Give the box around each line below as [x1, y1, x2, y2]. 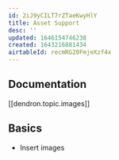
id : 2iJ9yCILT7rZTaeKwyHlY [8, 11, 98, 20]
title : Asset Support [8, 19, 80, 27]
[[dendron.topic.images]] [8, 98, 90, 108]
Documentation [8, 78, 87, 91]
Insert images [19, 143, 65, 152]
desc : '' [8, 26, 37, 34]
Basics [8, 122, 42, 135]
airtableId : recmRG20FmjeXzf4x [8, 48, 112, 56]
